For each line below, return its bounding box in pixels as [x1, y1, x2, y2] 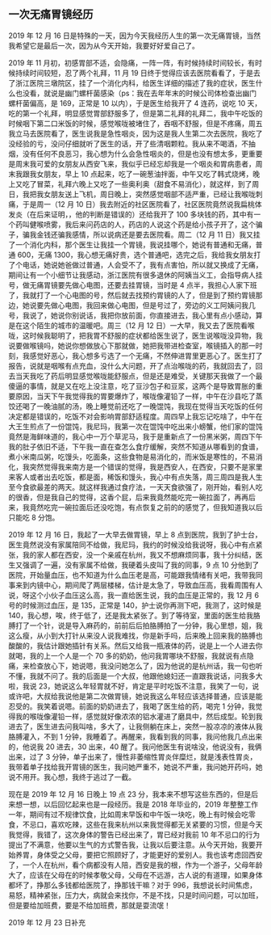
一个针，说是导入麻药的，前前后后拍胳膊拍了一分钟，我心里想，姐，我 [29, 621, 263, 630]
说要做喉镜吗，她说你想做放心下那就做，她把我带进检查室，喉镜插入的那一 [8, 340, 256, 350]
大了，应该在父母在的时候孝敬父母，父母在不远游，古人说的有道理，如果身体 [8, 870, 263, 879]
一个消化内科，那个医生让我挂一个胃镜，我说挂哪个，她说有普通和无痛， [15, 239, 256, 249]
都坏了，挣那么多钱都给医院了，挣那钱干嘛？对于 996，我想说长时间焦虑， [8, 880, 256, 890]
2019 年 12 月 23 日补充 [8, 917, 86, 927]
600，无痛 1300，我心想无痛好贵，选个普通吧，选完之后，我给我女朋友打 [17, 250, 261, 259]
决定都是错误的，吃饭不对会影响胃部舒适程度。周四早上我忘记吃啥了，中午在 [8, 411, 263, 421]
